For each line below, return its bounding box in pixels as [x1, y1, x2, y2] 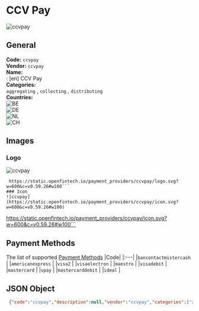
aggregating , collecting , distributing [6, 87, 103, 95]
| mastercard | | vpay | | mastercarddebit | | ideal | [6, 267, 121, 274]
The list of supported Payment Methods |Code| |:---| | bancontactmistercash [6, 254, 191, 261]
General [6, 40, 37, 50]
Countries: [6, 93, 33, 101]
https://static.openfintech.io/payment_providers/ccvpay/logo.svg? [8, 179, 179, 184]
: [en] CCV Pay [6, 74, 43, 82]
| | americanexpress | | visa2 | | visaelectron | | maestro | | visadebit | [6, 260, 168, 267]
